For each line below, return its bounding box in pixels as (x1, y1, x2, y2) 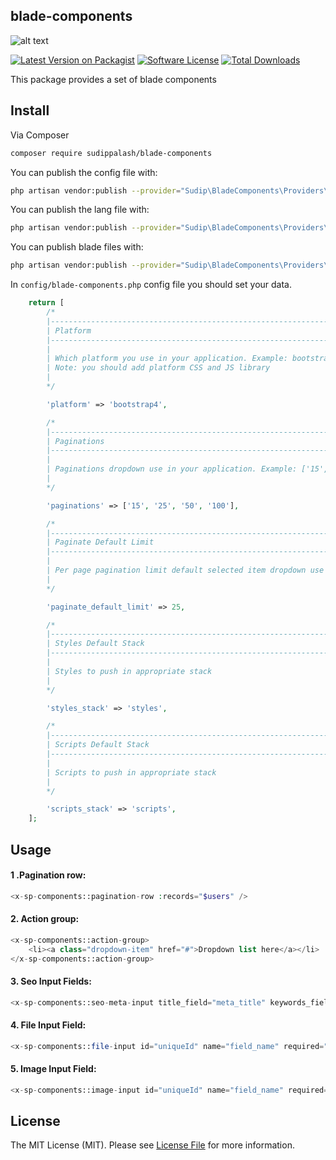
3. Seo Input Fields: (10, 975, 92, 988)
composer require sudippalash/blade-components (10, 148, 213, 158)
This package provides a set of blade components (10, 73, 217, 85)
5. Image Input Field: (10, 1063, 97, 1075)
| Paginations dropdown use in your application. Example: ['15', (46, 464, 329, 474)
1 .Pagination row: (10, 869, 87, 881)
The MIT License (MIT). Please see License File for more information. (10, 1139, 295, 1151)
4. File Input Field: (10, 1019, 87, 1031)
